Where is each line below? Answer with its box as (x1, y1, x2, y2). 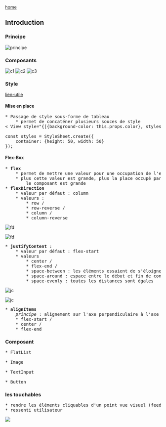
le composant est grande (26, 180, 86, 186)
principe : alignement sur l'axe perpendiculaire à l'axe (15, 311, 159, 317)
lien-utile (5, 91, 23, 98)
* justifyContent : (5, 243, 52, 249)
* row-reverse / (26, 205, 65, 211)
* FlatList (5, 349, 32, 355)
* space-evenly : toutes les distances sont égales (26, 278, 154, 284)
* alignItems (5, 306, 37, 312)
